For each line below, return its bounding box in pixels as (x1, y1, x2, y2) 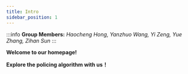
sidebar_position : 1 (6, 14, 58, 20)
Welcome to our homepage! (6, 48, 77, 55)
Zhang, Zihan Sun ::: (6, 37, 57, 44)
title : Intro (6, 8, 39, 15)
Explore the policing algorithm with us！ (6, 61, 108, 68)
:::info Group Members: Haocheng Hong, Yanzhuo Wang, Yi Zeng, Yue (6, 30, 182, 38)
